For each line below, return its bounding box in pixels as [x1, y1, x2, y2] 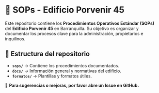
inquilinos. [5, 36, 26, 42]
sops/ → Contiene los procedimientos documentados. [12, 62, 120, 68]
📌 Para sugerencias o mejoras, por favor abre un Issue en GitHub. [5, 82, 139, 88]
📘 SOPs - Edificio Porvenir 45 [5, 4, 125, 15]
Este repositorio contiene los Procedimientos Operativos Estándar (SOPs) [5, 20, 155, 26]
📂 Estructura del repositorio [5, 50, 90, 58]
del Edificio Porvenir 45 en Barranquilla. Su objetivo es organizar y [5, 25, 139, 31]
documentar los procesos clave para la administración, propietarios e [5, 31, 143, 36]
